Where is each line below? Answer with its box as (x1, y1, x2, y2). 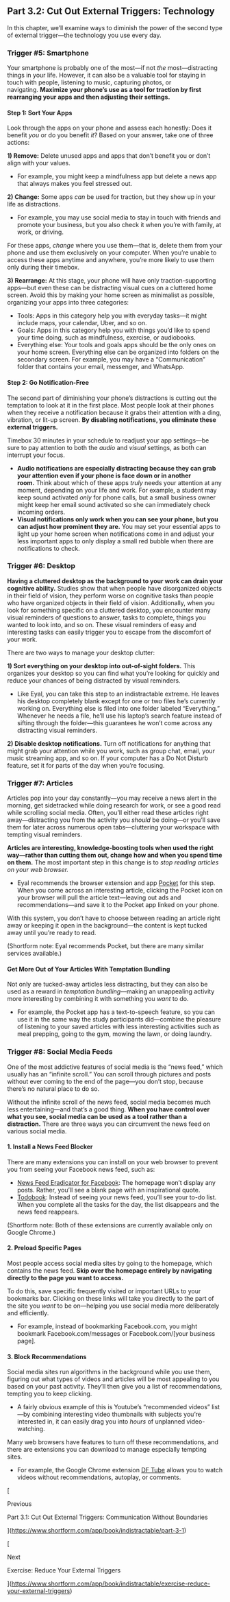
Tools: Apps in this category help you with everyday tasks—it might (16, 311, 207, 320)
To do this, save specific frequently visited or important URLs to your (7, 1287, 201, 1295)
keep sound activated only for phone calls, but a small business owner (16, 493, 216, 502)
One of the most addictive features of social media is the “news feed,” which (7, 1063, 223, 1071)
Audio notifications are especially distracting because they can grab (16, 464, 216, 472)
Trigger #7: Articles (7, 778, 73, 788)
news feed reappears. (16, 1208, 79, 1216)
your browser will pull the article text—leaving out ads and (16, 893, 181, 902)
